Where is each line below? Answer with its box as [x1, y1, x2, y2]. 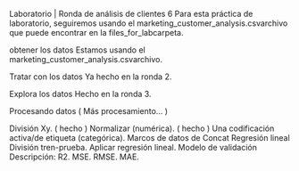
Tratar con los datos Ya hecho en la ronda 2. [9, 71, 172, 82]
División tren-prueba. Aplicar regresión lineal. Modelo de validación [9, 142, 257, 152]
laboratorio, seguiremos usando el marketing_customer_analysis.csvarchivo [9, 18, 288, 28]
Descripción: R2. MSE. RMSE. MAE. [9, 151, 140, 162]
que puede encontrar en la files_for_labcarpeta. [9, 28, 184, 37]
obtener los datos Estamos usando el [9, 45, 145, 55]
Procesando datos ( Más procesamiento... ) [9, 106, 168, 116]
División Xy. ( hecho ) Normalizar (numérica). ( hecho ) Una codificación [9, 123, 275, 134]
